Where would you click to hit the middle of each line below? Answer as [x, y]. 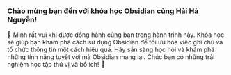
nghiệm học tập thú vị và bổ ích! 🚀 [56, 65]
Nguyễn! [22, 19]
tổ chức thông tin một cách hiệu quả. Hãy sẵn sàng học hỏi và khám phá [111, 50]
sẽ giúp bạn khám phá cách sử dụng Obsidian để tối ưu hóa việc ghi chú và [115, 42]
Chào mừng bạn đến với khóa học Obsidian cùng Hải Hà [103, 11]
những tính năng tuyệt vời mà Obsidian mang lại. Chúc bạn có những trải [111, 57]
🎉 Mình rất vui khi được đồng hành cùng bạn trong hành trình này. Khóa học [116, 35]
